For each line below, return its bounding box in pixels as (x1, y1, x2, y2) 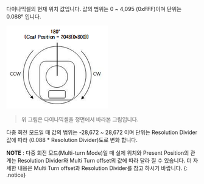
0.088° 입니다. (6, 13, 41, 20)
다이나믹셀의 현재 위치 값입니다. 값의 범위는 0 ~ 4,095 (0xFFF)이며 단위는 (6, 5, 182, 12)
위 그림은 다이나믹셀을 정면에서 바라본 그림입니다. (21, 116, 139, 123)
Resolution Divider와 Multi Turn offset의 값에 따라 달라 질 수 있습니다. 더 (17, 157, 192, 164)
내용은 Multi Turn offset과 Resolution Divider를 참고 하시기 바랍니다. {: (17, 165, 188, 172)
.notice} (6, 171, 26, 179)
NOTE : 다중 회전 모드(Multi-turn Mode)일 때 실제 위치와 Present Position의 (6, 149, 189, 157)
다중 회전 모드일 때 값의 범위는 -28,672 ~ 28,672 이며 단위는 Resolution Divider (6, 129, 198, 136)
